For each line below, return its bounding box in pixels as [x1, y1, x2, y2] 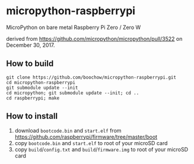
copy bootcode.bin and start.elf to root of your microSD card [14, 139, 168, 146]
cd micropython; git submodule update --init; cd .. [6, 90, 139, 96]
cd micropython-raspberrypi [6, 79, 76, 85]
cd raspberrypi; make [6, 95, 60, 101]
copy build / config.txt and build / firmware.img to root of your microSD [14, 146, 189, 153]
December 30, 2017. [6, 41, 55, 49]
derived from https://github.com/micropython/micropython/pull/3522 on [6, 35, 183, 42]
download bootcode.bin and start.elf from [14, 127, 122, 134]
